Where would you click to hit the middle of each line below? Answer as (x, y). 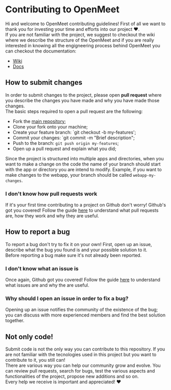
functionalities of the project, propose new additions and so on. (72, 377)
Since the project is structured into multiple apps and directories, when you (84, 158)
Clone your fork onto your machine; (50, 126)
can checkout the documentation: (41, 51)
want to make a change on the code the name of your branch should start (83, 164)
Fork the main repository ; (39, 121)
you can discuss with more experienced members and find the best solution (85, 315)
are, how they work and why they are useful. (52, 216)
